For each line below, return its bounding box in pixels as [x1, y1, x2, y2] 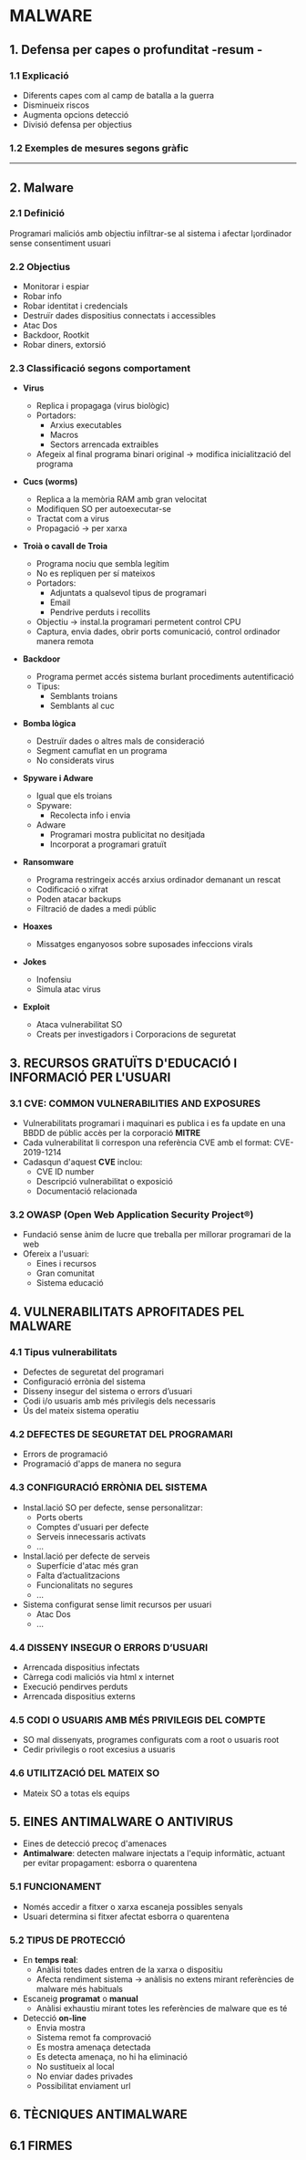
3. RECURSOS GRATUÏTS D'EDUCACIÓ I [9, 1055, 238, 1070]
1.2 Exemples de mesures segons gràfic [9, 141, 189, 154]
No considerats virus [36, 755, 115, 767]
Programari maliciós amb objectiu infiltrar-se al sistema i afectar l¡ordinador [9, 227, 292, 238]
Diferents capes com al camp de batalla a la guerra [22, 89, 215, 100]
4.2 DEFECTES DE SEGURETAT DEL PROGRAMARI [9, 1428, 234, 1441]
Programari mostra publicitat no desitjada [49, 830, 206, 840]
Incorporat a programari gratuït [49, 839, 167, 850]
